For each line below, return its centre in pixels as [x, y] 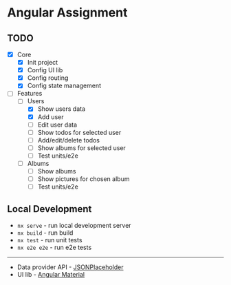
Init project [43, 63]
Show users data [62, 109]
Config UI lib [45, 70]
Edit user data [57, 125]
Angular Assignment [67, 13]
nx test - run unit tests [49, 240]
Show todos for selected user [79, 132]
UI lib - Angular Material [51, 274]
